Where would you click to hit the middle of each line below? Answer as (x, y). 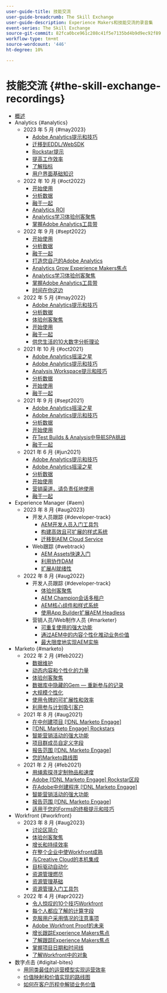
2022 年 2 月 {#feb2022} (53, 655)
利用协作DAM (57, 561)
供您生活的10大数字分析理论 (66, 341)
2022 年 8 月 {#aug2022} (54, 576)
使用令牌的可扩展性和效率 (63, 699)
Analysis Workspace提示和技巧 (69, 371)
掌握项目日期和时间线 (58, 947)
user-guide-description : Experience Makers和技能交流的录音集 (80, 22)
